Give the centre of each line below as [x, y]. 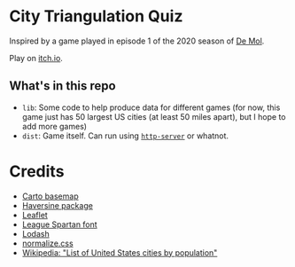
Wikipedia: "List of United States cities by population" [120, 252]
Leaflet [35, 215]
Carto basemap [50, 196]
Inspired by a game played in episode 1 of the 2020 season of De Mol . [137, 41]
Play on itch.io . [36, 58]
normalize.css [47, 243]
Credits [37, 171]
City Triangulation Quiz [96, 16]
